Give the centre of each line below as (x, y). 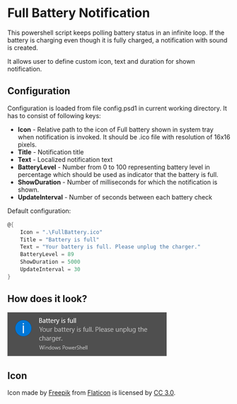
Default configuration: (39, 211)
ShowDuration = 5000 (50, 262)
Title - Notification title (51, 152)
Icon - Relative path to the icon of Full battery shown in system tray (115, 129)
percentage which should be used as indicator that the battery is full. (118, 174)
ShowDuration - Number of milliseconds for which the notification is (117, 182)
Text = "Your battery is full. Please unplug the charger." (110, 247)
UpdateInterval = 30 (50, 270)
